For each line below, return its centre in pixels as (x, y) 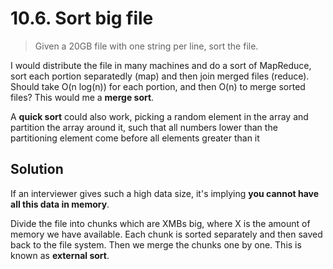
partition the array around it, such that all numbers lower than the (144, 127)
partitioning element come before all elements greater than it (135, 138)
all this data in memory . (60, 204)
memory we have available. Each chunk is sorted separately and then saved (166, 234)
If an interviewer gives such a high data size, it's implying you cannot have (165, 193)
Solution (37, 169)
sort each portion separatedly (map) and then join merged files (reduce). (160, 76)
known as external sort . (60, 255)
